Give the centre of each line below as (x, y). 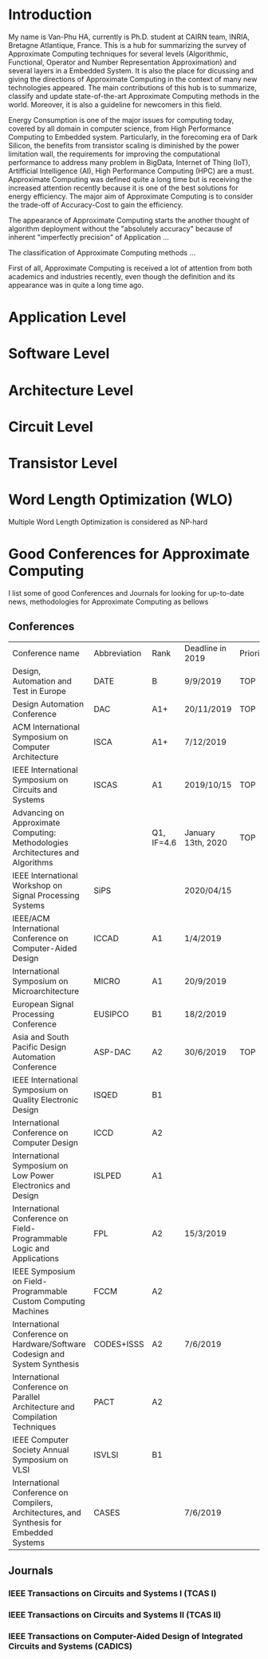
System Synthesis (46, 1364)
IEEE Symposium (44, 1271)
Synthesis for (37, 1523)
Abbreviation (118, 653)
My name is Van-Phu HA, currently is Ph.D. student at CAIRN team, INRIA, (129, 37)
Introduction (50, 15)
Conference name (46, 653)
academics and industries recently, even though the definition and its (122, 276)
